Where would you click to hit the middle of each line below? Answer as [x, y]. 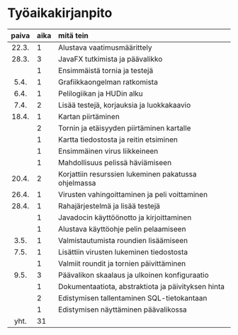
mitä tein [73, 35]
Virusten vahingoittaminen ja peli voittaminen [132, 194]
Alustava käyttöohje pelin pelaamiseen [122, 229]
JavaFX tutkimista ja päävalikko [110, 59]
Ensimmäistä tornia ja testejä [106, 70]
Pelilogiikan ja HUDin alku [100, 93]
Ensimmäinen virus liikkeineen [108, 151]
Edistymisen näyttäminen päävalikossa [123, 310]
